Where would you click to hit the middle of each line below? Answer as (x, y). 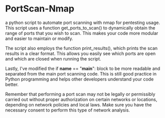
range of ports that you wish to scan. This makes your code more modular (82, 33)
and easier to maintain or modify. (39, 38)
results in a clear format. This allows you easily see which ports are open (80, 53)
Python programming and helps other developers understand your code (79, 79)
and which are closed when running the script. (53, 58)
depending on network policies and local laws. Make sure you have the (78, 104)
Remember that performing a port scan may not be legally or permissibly (80, 94)
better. (12, 84)
